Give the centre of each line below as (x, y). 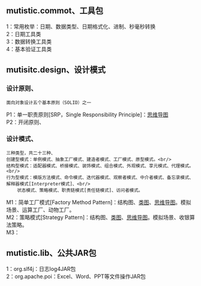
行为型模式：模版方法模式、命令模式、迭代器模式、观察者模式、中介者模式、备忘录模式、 (100, 177)
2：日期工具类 (24, 34)
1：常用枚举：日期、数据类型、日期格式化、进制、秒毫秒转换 (81, 26)
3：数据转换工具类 (29, 42)
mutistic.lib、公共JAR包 (52, 253)
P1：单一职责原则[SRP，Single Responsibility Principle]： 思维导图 (87, 114)
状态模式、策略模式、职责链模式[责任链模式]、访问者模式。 (80, 190)
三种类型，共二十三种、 (31, 153)
